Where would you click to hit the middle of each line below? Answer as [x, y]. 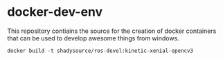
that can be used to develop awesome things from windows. [93, 38]
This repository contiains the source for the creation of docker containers [112, 31]
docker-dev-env [55, 12]
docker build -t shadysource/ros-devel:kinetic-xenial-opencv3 [100, 51]
